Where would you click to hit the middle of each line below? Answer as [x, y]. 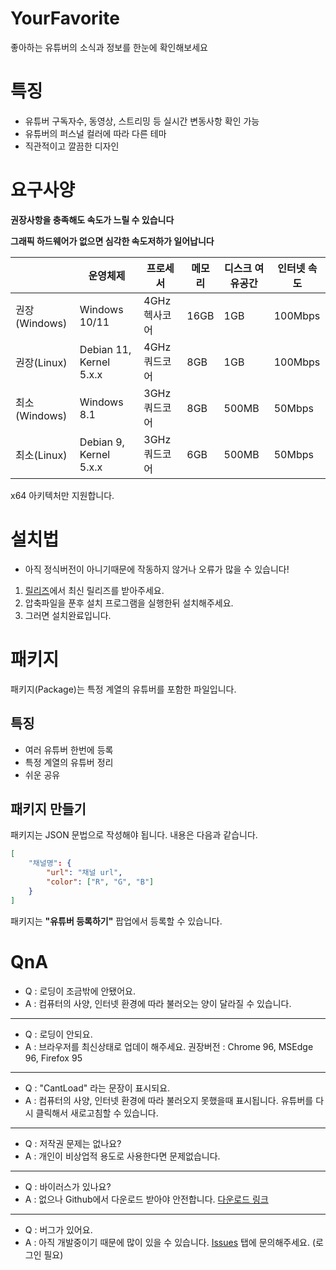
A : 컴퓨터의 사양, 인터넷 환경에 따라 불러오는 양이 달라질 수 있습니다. [158, 1003]
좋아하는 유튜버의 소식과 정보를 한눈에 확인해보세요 [109, 47]
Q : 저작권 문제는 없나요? [73, 1143]
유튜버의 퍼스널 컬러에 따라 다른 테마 [95, 133]
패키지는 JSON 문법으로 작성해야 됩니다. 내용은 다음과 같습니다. [134, 835]
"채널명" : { [50, 863]
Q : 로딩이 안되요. [58, 1034]
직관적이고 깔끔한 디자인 [72, 146]
